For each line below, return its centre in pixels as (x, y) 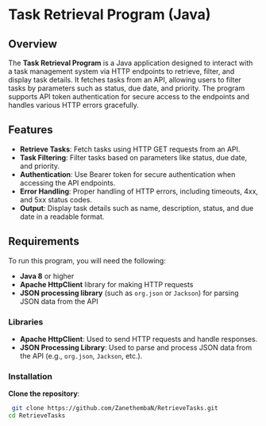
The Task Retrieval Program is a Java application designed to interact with (131, 63)
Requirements (44, 242)
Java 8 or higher (47, 276)
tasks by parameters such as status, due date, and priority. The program (127, 88)
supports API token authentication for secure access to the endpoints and (129, 96)
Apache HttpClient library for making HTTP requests (106, 284)
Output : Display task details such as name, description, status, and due (137, 208)
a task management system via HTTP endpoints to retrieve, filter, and (121, 71)
